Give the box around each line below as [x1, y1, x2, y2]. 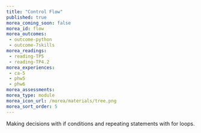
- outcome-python [8, 37, 52, 43]
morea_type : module [6, 92, 55, 98]
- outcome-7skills [8, 43, 55, 49]
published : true [6, 14, 47, 20]
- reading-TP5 [8, 53, 44, 59]
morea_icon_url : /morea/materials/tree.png [6, 98, 117, 104]
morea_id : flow [6, 25, 44, 32]
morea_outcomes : [6, 31, 47, 37]
